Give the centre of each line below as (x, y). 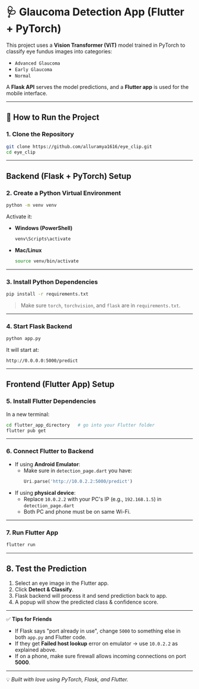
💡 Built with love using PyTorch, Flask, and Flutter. (67, 679)
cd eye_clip (21, 152)
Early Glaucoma (33, 69)
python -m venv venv (32, 206)
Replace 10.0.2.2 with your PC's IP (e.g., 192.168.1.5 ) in (92, 499)
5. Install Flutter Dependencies (51, 401)
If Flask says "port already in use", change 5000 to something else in (97, 631)
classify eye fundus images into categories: (59, 51)
